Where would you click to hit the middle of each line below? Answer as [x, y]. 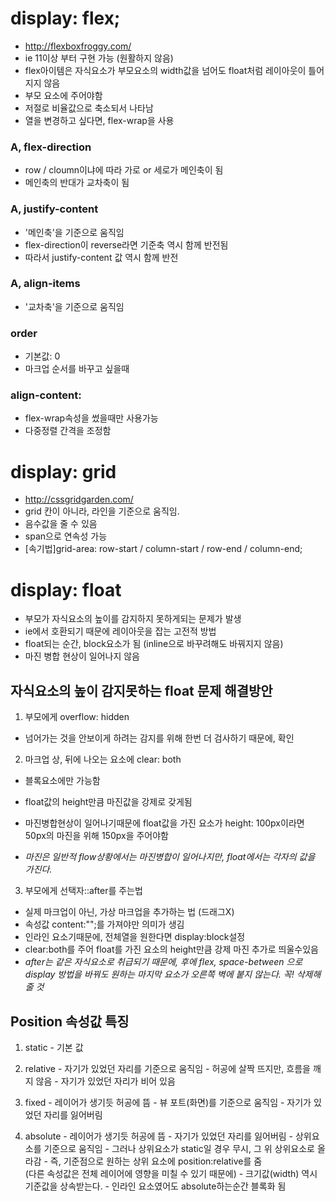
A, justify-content [54, 209]
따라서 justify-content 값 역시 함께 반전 [101, 257]
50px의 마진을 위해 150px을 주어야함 [96, 836]
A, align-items [45, 284]
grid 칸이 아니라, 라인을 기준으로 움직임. [102, 511]
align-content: [46, 395]
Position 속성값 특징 [70, 1021]
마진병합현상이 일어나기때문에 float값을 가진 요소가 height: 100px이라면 [164, 823]
